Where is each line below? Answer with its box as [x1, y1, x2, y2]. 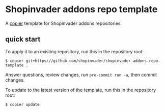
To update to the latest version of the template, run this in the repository [5, 87, 156, 93]
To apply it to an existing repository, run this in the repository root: [5, 48, 144, 54]
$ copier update [5, 102, 40, 107]
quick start [5, 35, 41, 44]
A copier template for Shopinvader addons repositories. [5, 20, 122, 26]
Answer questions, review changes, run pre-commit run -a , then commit [5, 71, 157, 78]
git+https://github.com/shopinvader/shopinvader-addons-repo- [25, 58, 160, 63]
